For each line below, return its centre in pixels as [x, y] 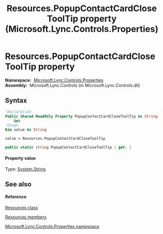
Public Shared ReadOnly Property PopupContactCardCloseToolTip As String [81, 116]
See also [18, 184]
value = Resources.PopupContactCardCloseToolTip [55, 139]
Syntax [16, 101]
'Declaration [18, 112]
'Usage [12, 125]
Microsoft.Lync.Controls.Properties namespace [52, 226]
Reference [16, 197]
